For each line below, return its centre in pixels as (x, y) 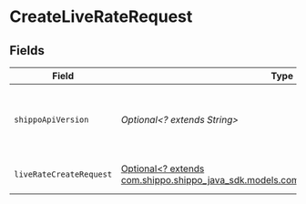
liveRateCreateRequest (63, 174)
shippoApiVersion (51, 120)
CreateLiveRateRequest (101, 17)
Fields (27, 51)
